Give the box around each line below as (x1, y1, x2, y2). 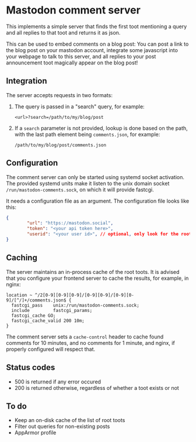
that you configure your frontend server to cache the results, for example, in (6, 275, 189, 282)
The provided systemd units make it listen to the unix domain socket (6, 180, 170, 187)
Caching (6, 253, 38, 263)
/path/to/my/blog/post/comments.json (14, 142, 107, 148)
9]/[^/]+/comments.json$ (6, 297, 66, 303)
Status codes (6, 362, 55, 372)
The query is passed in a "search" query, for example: (14, 103, 145, 110)
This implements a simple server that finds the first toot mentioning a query (6, 23, 187, 30)
